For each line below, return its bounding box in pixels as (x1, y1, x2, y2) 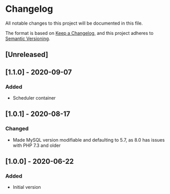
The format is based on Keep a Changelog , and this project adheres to (5, 30, 154, 36)
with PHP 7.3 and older (12, 142, 61, 148)
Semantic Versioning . (5, 35, 50, 42)
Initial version (12, 184, 41, 190)
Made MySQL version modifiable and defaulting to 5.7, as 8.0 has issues (12, 137, 165, 143)
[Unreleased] (5, 50, 49, 59)
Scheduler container (12, 95, 56, 101)
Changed (5, 125, 29, 132)
